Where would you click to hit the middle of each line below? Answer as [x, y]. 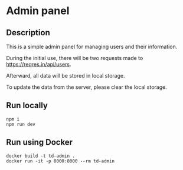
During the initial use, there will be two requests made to [75, 58]
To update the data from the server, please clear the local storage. [86, 87]
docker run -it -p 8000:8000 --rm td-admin [61, 161]
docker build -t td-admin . [41, 156]
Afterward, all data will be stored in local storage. [66, 76]
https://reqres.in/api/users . [39, 64]
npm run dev [21, 124]
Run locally [27, 106]
